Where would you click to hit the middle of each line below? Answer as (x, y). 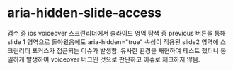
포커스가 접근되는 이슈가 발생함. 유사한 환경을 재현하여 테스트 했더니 (125, 50)
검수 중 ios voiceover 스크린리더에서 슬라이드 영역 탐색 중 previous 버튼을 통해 (117, 33)
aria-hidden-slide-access (84, 13)
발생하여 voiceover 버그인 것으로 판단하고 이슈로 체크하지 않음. (113, 59)
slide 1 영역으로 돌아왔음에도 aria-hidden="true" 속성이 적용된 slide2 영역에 (113, 42)
